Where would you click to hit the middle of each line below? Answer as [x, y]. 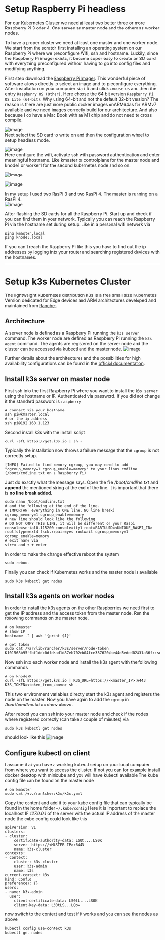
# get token [17, 645]
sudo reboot [17, 563]
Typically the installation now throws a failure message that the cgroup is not [82, 450]
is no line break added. [29, 493]
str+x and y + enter [26, 545]
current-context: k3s [27, 875]
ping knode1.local [24, 237]
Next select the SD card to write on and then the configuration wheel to [77, 135]
